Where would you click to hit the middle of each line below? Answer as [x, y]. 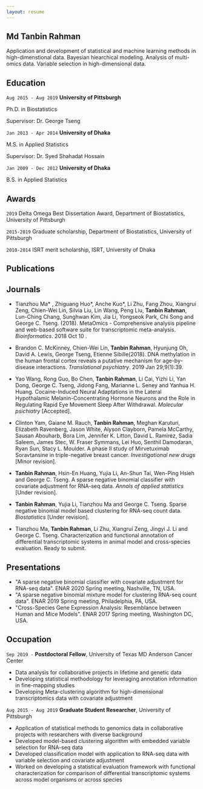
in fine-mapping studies [45, 685]
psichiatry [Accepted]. [43, 411]
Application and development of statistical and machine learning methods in [101, 51]
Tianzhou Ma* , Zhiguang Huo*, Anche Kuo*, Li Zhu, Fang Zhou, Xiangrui [106, 304]
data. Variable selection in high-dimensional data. [85, 64]
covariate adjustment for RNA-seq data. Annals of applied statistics [99, 486]
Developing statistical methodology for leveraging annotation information [106, 679]
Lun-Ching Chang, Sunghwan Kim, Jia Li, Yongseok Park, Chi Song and [104, 317]
